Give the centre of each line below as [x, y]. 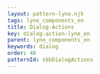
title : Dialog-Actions [41, 27]
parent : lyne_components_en [49, 40]
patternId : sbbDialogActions [50, 60]
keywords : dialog [33, 47]
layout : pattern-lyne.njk [45, 14]
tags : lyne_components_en [45, 20]
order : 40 [22, 54]
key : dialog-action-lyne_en [49, 33]
